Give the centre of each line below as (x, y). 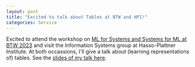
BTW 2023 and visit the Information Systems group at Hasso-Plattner (91, 45)
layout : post (22, 11)
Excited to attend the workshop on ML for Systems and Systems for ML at (97, 39)
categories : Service (32, 22)
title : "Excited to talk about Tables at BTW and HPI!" (77, 17)
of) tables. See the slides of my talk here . (56, 58)
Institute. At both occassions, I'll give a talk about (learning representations (98, 52)
